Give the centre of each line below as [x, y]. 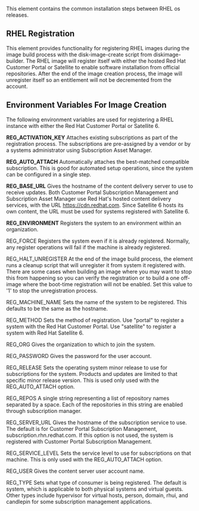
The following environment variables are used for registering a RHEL [90, 120]
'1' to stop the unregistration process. [52, 290]
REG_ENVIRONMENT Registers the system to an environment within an [94, 223]
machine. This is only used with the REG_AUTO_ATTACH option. [84, 459]
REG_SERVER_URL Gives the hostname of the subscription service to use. [97, 422]
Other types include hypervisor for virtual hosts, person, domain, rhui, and [97, 495]
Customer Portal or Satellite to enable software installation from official [93, 67]
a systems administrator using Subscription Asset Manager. [79, 150]
